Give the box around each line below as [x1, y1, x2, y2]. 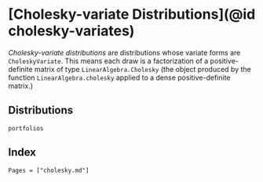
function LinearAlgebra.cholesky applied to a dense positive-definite [8, 73, 231, 82]
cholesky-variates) [8, 22, 135, 40]
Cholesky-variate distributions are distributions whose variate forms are [8, 48, 241, 57]
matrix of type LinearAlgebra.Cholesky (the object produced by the [34, 64, 251, 73]
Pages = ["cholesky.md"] [8, 166, 89, 174]
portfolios [8, 124, 44, 132]
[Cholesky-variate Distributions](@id [8, 5, 256, 23]
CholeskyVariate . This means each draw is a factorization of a [8, 56, 209, 66]
